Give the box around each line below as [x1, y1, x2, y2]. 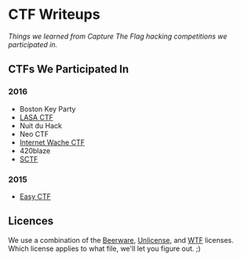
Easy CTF [19, 191, 51, 201]
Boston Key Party [19, 104, 76, 113]
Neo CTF [19, 129, 49, 138]
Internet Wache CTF [19, 138, 85, 147]
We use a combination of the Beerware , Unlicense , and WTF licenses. [8, 235, 234, 244]
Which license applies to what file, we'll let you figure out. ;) [8, 244, 202, 253]
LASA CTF [19, 112, 53, 122]
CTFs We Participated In [8, 63, 130, 76]
